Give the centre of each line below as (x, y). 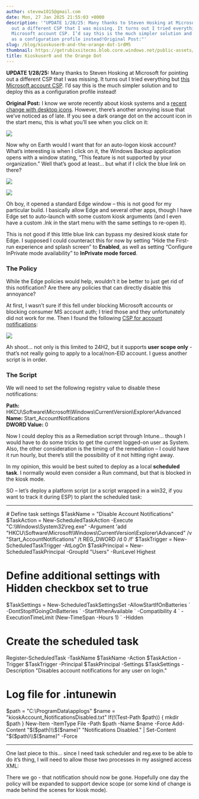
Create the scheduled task (73, 641)
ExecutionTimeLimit (30, 617)
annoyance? (21, 294)
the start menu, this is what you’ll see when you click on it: (78, 122)
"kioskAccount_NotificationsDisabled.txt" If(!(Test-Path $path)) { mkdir (92, 717)
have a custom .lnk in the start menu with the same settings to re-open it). (96, 223)
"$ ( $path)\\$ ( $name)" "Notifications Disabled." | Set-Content (102, 730)
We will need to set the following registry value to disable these (83, 388)
